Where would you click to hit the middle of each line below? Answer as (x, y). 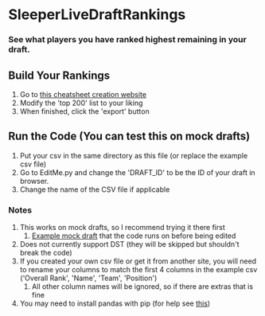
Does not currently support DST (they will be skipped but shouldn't (130, 244)
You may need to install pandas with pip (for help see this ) (115, 303)
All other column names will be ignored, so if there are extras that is (142, 287)
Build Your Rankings (59, 75)
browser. (34, 181)
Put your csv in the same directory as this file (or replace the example (134, 155)
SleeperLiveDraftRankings (97, 15)
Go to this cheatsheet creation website (83, 94)
